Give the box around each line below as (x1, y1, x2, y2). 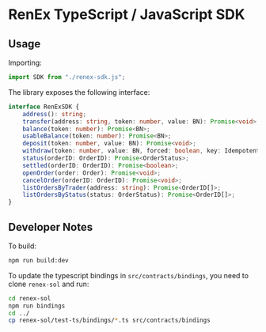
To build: (8, 241, 37, 251)
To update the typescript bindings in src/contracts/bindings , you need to (8, 270, 249, 280)
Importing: (8, 58, 42, 67)
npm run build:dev (8, 256, 69, 264)
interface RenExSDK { (8, 103, 80, 111)
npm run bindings (8, 302, 66, 310)
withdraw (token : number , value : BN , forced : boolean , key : (22, 147, 222, 155)
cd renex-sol (8, 294, 51, 302)
